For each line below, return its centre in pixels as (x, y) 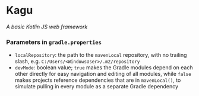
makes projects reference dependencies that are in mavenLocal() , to (98, 80)
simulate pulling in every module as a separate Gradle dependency (97, 87)
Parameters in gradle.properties (54, 42)
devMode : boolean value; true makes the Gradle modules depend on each (104, 68)
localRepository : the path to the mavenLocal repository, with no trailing (101, 55)
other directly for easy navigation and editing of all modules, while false (103, 74)
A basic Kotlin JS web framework (47, 27)
